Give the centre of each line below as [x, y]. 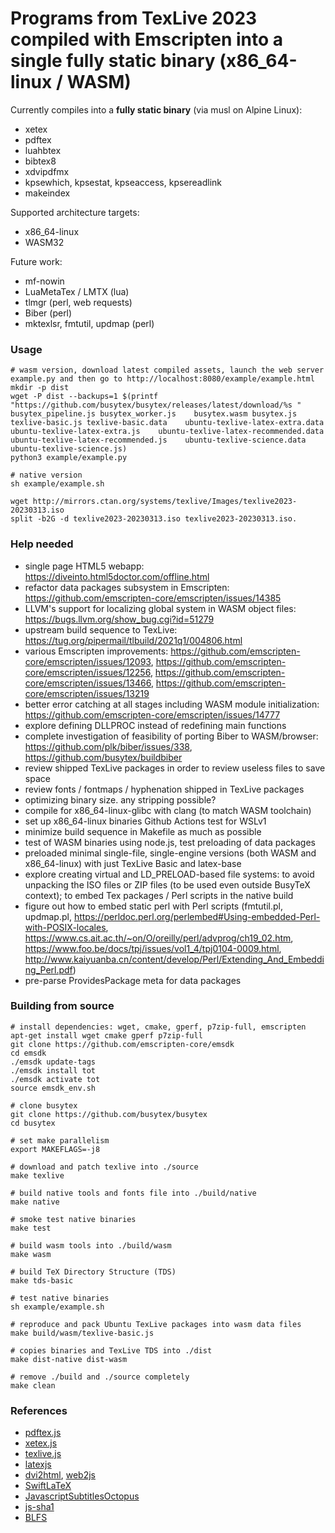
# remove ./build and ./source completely [100, 1377]
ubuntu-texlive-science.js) [69, 449]
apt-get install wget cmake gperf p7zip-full [106, 1035]
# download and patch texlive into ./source [104, 1167]
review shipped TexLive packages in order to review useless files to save [175, 768]
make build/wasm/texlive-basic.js [82, 1333]
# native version [46, 475]
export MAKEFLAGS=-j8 [55, 1149]
